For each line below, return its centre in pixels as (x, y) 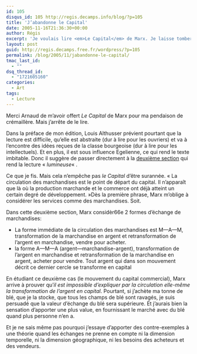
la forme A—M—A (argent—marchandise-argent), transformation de (97, 248)
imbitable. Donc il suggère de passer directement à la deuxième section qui (97, 158)
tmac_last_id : (23, 60)
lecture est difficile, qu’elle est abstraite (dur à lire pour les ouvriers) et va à (97, 139)
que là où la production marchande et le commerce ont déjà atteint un (90, 188)
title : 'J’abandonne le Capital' (47, 22)
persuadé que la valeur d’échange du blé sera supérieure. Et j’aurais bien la (97, 304)
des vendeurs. (23, 346)
